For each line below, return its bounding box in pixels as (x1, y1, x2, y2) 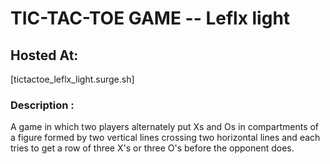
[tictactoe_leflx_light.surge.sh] (10, 73, 135, 85)
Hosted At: (10, 47, 79, 64)
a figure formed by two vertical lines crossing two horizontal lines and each (10, 132, 321, 144)
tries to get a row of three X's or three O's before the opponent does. (10, 142, 295, 154)
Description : (10, 98, 75, 112)
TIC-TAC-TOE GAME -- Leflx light (10, 7, 291, 30)
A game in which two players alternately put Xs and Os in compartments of (10, 121, 320, 133)
